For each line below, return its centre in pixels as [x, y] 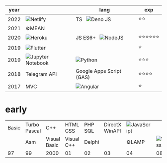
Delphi [92, 142]
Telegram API [41, 74]
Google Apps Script [99, 71]
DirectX [113, 124]
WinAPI [113, 131]
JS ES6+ [86, 38]
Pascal [33, 131]
